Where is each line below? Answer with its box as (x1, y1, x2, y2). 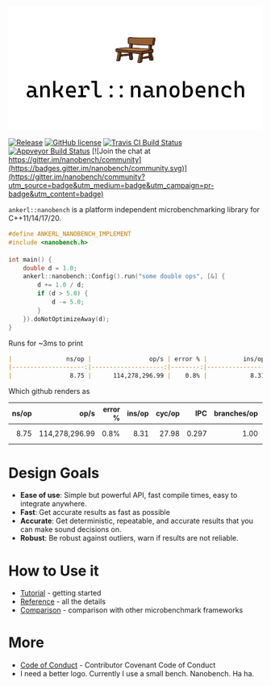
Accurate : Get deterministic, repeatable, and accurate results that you (19, 516, 254, 526)
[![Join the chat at (91, 146, 151, 156)
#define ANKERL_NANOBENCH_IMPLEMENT (8, 230, 131, 238)
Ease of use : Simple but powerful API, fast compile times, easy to (19, 491, 238, 500)
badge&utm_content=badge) (8, 189, 104, 199)
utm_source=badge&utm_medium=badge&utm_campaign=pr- (8, 181, 215, 190)
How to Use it (8, 562, 99, 579)
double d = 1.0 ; (23, 264, 78, 272)
